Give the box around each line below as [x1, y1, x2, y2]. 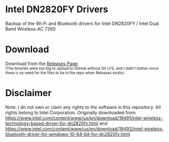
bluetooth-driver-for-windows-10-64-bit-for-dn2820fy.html [5, 131, 130, 137]
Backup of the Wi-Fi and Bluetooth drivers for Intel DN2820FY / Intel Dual [5, 20, 159, 26]
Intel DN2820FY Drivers [5, 4, 108, 15]
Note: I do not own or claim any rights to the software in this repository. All [5, 104, 161, 110]
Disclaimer [5, 88, 52, 99]
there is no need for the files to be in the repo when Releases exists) [5, 70, 125, 75]
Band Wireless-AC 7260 [5, 25, 56, 32]
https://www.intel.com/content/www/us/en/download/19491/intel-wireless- [5, 115, 163, 121]
